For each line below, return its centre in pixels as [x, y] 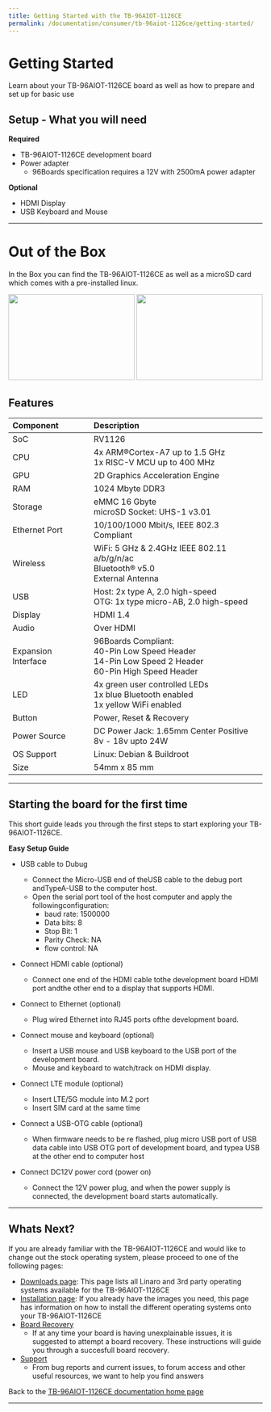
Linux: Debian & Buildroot [142, 754]
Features [31, 403]
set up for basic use [42, 95]
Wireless [29, 563]
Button [25, 718]
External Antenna [126, 578]
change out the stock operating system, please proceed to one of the [124, 1257]
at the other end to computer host [88, 1156]
